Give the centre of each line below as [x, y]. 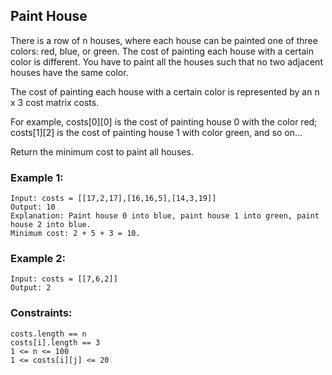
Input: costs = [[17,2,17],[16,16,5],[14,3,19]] [113, 199]
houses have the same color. [69, 72]
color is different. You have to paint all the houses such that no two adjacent [166, 61]
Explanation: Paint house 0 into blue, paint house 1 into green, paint [165, 216]
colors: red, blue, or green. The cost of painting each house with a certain [162, 51]
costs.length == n [48, 334]
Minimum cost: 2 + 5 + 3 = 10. [75, 234]
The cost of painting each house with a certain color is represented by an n [165, 91]
